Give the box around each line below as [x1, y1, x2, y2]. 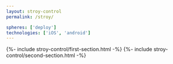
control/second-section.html [6, 52, 75, 59]
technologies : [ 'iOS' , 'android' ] [6, 30, 91, 35]
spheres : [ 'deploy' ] [6, 24, 57, 30]
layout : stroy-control [6, 8, 62, 15]
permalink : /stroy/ [6, 14, 54, 20]
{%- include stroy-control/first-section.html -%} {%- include [6, 46, 152, 53]
